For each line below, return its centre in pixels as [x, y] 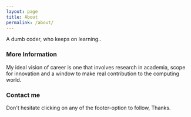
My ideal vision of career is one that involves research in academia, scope [96, 67]
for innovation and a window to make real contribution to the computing [93, 73]
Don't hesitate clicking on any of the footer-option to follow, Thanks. [88, 108]
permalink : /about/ [30, 22]
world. [14, 79]
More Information [31, 55]
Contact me [23, 95]
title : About [22, 17]
